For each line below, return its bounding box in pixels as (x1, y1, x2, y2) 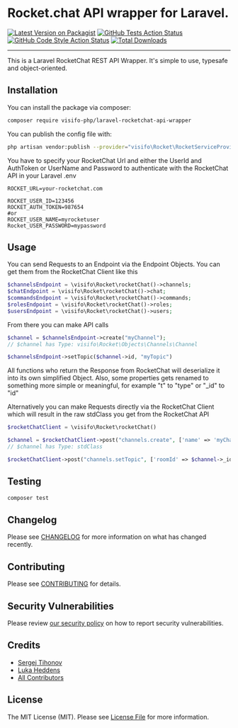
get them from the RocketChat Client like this (7, 268, 138, 276)
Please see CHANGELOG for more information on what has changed (7, 533, 207, 541)
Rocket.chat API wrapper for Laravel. (7, 5, 229, 21)
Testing (7, 476, 42, 488)
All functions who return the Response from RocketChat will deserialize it (7, 366, 220, 375)
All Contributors (17, 673, 64, 681)
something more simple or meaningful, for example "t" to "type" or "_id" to (7, 381, 225, 390)
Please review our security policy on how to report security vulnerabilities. (7, 618, 224, 627)
